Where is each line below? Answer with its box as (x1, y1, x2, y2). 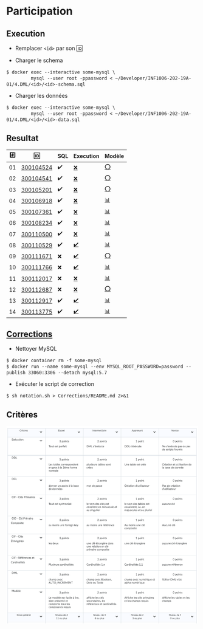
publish (6, 369, 26, 376)
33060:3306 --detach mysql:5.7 (28, 369, 108, 376)
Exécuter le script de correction (15, 380, 94, 388)
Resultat (6, 133, 39, 143)
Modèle (104, 152, 125, 159)
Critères (6, 409, 38, 420)
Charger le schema (15, 57, 63, 64)
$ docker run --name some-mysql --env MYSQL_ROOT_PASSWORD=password (6, 363, 184, 370)
